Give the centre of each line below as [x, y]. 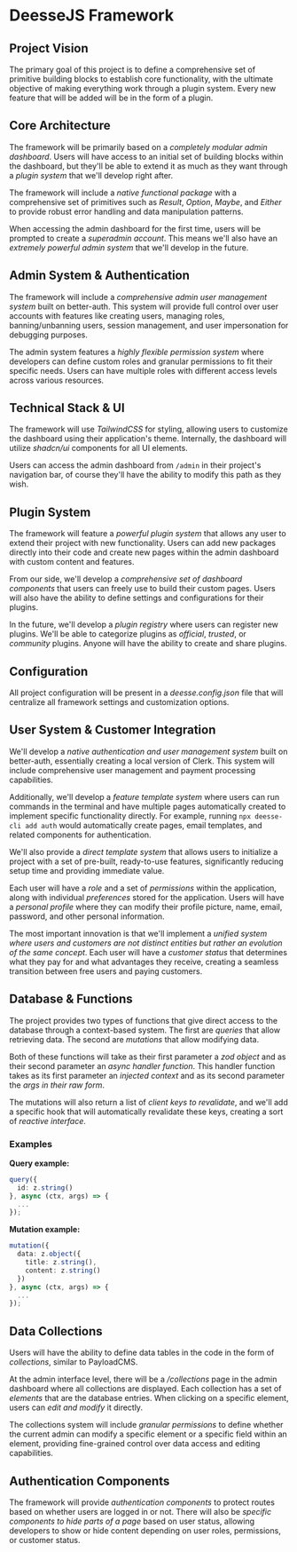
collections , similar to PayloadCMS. [74, 1362]
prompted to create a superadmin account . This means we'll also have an [143, 238]
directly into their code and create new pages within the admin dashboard [144, 552]
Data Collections [56, 1331]
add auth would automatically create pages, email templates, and [144, 825]
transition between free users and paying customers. [106, 971]
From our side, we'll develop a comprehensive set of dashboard [126, 579]
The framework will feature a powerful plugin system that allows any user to [148, 534]
